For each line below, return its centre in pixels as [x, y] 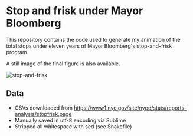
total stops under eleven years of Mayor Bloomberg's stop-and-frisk [89, 46]
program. [17, 52]
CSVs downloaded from [43, 108]
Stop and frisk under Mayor [75, 11]
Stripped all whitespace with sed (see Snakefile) [73, 126]
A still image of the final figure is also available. [63, 64]
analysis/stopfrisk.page [43, 114]
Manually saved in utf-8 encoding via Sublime [70, 120]
